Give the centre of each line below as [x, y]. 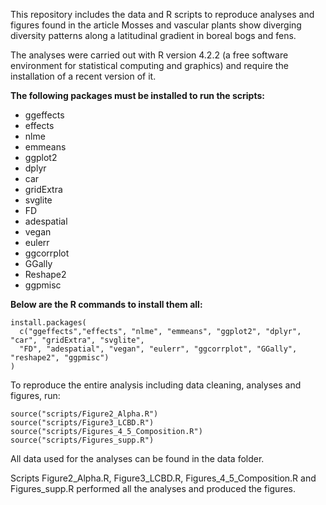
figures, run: [35, 395]
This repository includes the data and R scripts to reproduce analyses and [162, 14]
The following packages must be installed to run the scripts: [137, 95]
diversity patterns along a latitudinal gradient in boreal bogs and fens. [153, 35]
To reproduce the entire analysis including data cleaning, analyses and [156, 385]
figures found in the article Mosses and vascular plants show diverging [156, 25]
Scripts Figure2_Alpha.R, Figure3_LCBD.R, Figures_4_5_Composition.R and [163, 478]
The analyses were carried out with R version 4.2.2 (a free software [149, 55]
